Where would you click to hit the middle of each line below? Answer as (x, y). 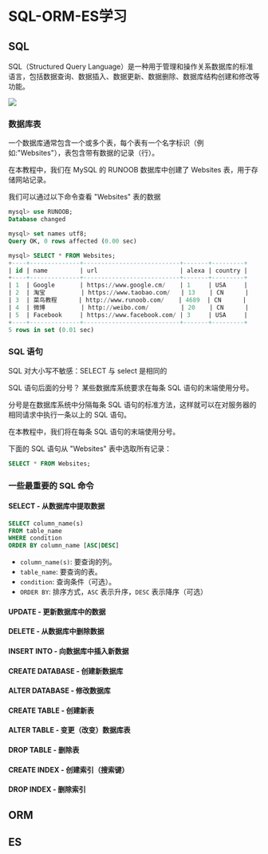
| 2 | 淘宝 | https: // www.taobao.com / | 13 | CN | (129, 293)
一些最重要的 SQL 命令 (51, 485)
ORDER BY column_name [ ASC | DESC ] (64, 546)
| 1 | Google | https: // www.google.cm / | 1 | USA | (128, 285)
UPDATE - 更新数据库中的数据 (57, 611)
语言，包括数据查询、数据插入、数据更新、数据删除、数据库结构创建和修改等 (134, 76)
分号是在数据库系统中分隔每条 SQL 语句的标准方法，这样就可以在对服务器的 (132, 405)
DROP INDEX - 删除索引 (47, 789)
